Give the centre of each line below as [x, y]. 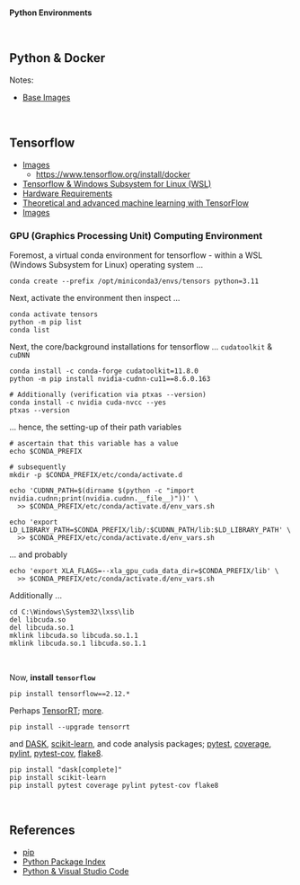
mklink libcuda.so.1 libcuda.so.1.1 [78, 643]
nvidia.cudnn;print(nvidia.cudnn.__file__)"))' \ [104, 498]
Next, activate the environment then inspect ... [95, 297]
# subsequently [38, 467]
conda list [30, 330]
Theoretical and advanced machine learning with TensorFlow [136, 203]
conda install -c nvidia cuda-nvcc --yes [88, 403]
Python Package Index [64, 862]
